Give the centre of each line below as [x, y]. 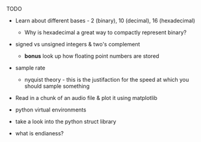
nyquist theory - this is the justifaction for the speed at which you [107, 80]
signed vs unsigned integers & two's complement [78, 44]
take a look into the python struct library [66, 122]
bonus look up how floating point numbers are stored [92, 56]
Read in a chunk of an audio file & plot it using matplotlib [86, 98]
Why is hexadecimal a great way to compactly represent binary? [105, 32]
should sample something [57, 86]
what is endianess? [40, 133]
